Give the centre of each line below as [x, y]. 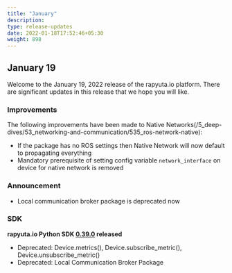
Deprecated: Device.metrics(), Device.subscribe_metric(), [99, 247]
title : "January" [32, 14]
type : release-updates [40, 26]
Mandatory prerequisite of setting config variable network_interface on [119, 160]
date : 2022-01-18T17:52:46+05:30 [55, 33]
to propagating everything [54, 153]
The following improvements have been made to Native [86, 125]
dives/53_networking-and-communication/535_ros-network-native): [105, 132]
